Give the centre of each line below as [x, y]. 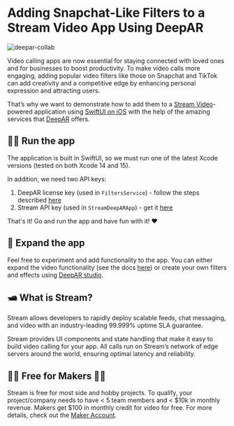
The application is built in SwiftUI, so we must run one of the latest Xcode [113, 158]
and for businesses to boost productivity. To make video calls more [104, 68]
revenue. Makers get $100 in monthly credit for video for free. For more [110, 408]
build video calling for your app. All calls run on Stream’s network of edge [113, 346]
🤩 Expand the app [46, 243]
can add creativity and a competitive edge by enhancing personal [102, 83]
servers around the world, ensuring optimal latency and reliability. [101, 354]
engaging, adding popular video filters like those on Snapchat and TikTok [112, 76]
